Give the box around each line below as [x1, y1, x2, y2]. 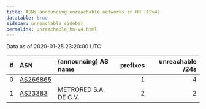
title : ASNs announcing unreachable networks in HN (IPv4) [6, 9, 161, 15]
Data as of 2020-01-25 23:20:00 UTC [6, 43, 102, 50]
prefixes [120, 61, 145, 70]
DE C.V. [57, 93, 80, 102]
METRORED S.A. [57, 85, 105, 94]
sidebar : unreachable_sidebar [6, 20, 84, 26]
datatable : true [6, 15, 48, 21]
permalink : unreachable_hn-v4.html [6, 26, 97, 32]
